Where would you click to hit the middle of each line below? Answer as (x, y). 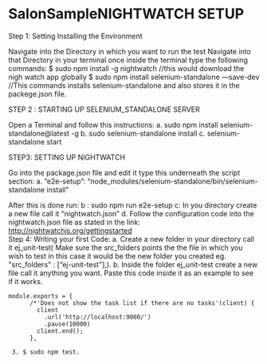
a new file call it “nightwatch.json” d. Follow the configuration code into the (132, 213)
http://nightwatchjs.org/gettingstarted (71, 230)
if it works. (26, 281)
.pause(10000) (67, 324)
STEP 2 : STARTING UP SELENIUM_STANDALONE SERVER (104, 109)
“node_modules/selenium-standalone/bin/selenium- (173, 181)
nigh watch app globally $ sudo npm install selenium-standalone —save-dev (134, 77)
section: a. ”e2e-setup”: (47, 181)
